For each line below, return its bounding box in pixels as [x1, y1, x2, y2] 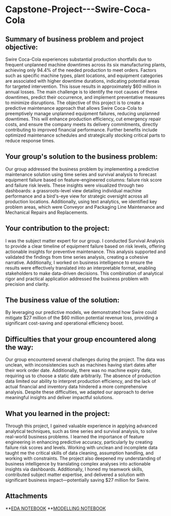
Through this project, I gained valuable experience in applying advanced [5, 423, 158, 429]
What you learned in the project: [5, 409, 110, 418]
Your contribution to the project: [5, 224, 110, 233]
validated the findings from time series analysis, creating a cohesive [5, 254, 149, 260]
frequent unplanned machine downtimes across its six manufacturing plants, [5, 62, 166, 67]
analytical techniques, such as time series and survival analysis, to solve [5, 428, 158, 434]
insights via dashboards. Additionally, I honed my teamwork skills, [5, 466, 144, 473]
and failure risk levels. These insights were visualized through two [5, 182, 144, 188]
